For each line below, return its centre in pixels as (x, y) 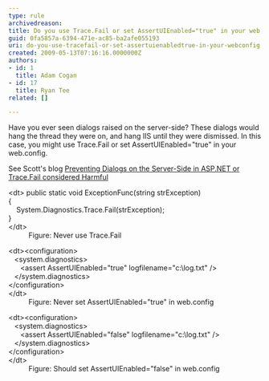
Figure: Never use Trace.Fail (75, 235)
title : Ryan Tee (43, 90)
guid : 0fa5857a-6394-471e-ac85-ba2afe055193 (84, 38)
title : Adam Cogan (47, 75)
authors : (23, 61)
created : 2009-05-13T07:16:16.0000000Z (75, 53)
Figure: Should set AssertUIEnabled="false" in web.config (124, 369)
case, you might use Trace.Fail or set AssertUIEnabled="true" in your (122, 144)
